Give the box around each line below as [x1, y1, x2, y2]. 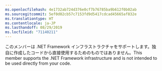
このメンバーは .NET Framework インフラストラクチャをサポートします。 [5, 44, 152, 49]
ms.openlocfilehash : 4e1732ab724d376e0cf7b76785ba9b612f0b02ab [5, 7, 137, 12]
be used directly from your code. [5, 60, 71, 66]
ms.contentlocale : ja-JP [5, 20, 56, 26]
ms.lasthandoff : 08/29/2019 [5, 25, 63, 30]
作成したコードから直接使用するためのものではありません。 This [13, 50, 142, 55]
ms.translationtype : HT [5, 16, 54, 21]
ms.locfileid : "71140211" [5, 30, 58, 35]
